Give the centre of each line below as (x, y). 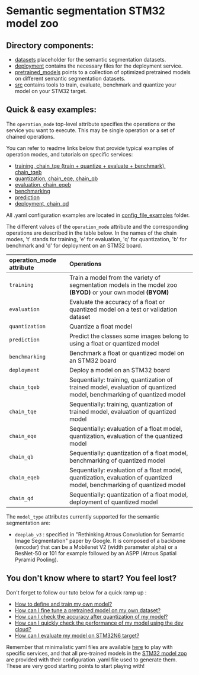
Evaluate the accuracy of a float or (117, 302)
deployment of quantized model (113, 502)
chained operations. (31, 136)
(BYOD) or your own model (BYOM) (119, 292)
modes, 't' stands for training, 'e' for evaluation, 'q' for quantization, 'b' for (97, 239)
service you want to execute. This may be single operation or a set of (91, 130)
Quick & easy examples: (51, 110)
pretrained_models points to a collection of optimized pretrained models (102, 72)
